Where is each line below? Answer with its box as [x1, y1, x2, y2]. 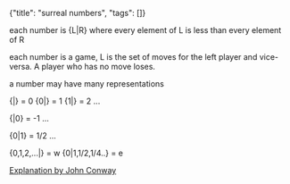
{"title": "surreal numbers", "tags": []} [9, 8, 146, 18]
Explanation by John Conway [9, 165, 117, 175]
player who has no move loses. [41, 62, 156, 71]
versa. [9, 62, 33, 71]
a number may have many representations [9, 79, 165, 88]
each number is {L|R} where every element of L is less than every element [9, 25, 282, 35]
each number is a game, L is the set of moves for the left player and [9, 52, 258, 62]
